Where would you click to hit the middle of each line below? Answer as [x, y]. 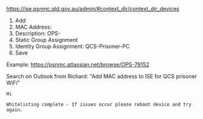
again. [15, 110]
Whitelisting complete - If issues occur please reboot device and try [99, 104]
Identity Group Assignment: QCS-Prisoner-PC [72, 46]
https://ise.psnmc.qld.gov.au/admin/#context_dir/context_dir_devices [93, 9]
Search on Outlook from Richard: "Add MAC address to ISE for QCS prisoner [102, 76]
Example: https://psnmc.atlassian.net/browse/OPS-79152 [78, 64]
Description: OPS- [38, 33]
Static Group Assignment [46, 40]
